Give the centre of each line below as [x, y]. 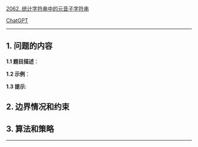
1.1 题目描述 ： [23, 61]
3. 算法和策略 [30, 129]
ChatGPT [17, 20]
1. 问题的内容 [29, 46]
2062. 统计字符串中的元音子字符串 [48, 9]
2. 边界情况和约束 [38, 107]
